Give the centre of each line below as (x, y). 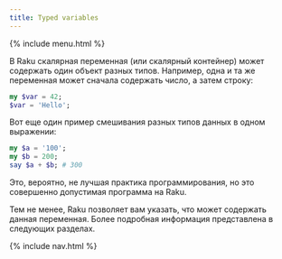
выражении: (33, 132)
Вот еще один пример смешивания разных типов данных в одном (137, 122)
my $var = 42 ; (36, 97)
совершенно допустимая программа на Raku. (98, 192)
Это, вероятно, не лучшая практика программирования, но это (132, 182)
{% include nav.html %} (53, 246)
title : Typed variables (54, 18)
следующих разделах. (52, 228)
